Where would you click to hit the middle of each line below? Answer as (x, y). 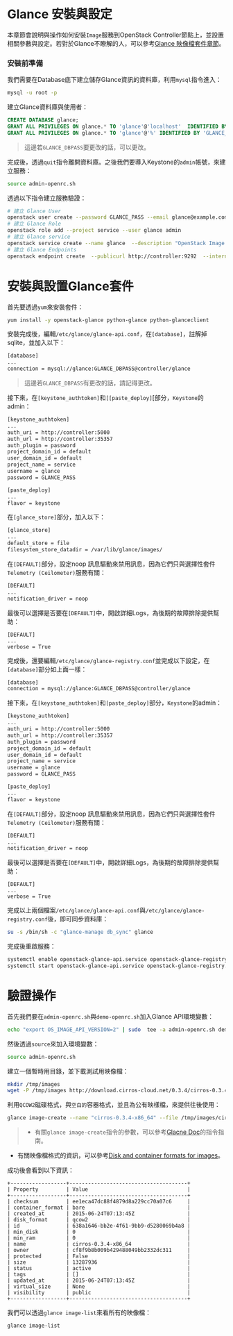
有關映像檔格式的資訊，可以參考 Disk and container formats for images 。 (120, 1155)
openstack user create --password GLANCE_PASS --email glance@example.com (118, 217)
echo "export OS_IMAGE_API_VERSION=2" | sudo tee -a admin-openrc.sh (111, 1029)
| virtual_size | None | (99, 1287)
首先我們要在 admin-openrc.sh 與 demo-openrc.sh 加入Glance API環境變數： (111, 1016)
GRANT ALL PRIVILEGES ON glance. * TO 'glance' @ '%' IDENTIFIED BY (104, 133)
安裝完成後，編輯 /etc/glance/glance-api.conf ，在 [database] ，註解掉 (107, 334)
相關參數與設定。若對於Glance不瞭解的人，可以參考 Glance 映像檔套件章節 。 (116, 43)
